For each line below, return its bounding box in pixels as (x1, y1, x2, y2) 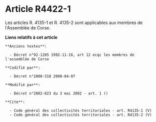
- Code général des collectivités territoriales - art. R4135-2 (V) (9, 112, 152, 117)
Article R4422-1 (5, 3, 71, 15)
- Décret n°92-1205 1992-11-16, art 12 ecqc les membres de (9, 52, 134, 57)
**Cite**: (5, 99, 25, 104)
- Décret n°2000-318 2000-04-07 (9, 73, 76, 79)
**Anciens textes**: (5, 44, 47, 49)
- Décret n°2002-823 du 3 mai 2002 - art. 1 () (9, 91, 109, 96)
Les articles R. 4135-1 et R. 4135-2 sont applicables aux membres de (5, 20, 143, 25)
